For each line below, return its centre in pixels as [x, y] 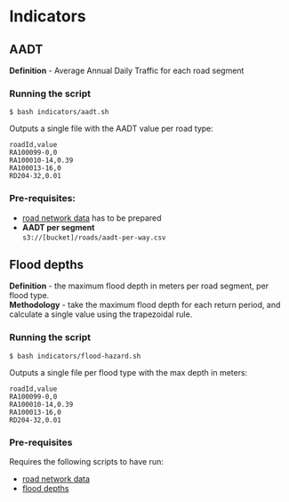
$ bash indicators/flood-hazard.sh [75, 356]
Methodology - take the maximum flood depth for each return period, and [145, 305]
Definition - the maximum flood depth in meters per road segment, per [139, 286]
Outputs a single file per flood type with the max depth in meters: [128, 372]
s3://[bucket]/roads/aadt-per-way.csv [94, 238]
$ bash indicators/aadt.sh [59, 112]
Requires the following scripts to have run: [87, 462]
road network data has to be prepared [92, 218]
